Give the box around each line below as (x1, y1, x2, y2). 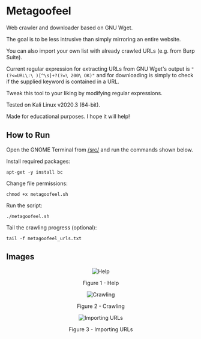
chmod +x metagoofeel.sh (6, 191, 68, 197)
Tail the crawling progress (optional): (6, 223, 97, 231)
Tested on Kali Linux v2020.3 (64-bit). (6, 101, 101, 108)
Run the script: (6, 202, 43, 209)
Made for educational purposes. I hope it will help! (6, 113, 130, 120)
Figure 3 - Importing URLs (68, 325, 133, 333)
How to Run (6, 130, 50, 140)
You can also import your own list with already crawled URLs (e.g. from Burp (6, 47, 195, 55)
